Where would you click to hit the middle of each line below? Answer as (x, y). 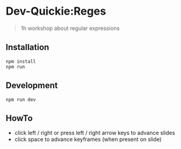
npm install (21, 61)
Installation (27, 47)
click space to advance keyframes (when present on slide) (88, 139)
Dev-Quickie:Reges (56, 11)
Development (32, 86)
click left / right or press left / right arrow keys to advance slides (95, 133)
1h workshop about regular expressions (70, 28)
